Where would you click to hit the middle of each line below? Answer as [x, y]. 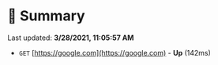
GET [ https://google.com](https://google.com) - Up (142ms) [115, 52]
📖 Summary [46, 16]
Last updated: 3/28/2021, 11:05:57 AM [71, 38]
